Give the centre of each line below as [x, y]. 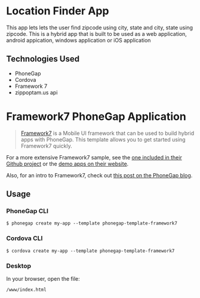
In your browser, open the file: [43, 278]
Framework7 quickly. [47, 146]
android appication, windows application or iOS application [79, 40]
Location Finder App [58, 11]
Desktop [19, 266]
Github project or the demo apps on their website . [67, 164]
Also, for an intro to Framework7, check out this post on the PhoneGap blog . [99, 175]
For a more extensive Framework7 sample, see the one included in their [94, 157]
